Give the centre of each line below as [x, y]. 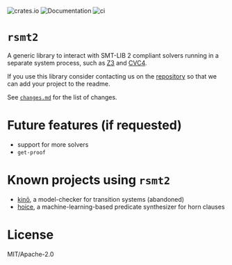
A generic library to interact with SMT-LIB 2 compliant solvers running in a [113, 55]
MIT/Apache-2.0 [31, 254]
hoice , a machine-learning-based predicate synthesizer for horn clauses [121, 207]
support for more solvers [53, 144]
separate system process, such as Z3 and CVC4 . [77, 63]
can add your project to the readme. [59, 83]
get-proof [32, 152]
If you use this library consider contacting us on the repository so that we [112, 76]
